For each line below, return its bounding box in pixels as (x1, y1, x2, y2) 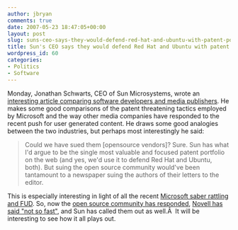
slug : (7, 37, 23, 44)
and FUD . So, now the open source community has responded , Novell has (7, 199, 223, 207)
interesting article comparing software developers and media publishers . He (7, 96, 229, 105)
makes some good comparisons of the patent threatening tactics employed (7, 104, 227, 113)
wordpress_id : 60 (7, 50, 59, 57)
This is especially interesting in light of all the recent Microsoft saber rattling (7, 192, 229, 200)
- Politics (7, 63, 40, 70)
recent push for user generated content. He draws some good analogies (7, 119, 218, 127)
